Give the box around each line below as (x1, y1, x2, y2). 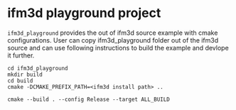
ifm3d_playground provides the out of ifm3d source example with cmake (7, 28, 218, 37)
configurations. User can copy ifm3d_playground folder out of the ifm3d (7, 35, 219, 44)
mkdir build (7, 71, 43, 78)
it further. (7, 51, 35, 60)
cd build (7, 77, 33, 84)
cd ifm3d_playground (7, 65, 69, 72)
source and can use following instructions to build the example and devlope (7, 43, 229, 52)
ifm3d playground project (7, 5, 161, 21)
